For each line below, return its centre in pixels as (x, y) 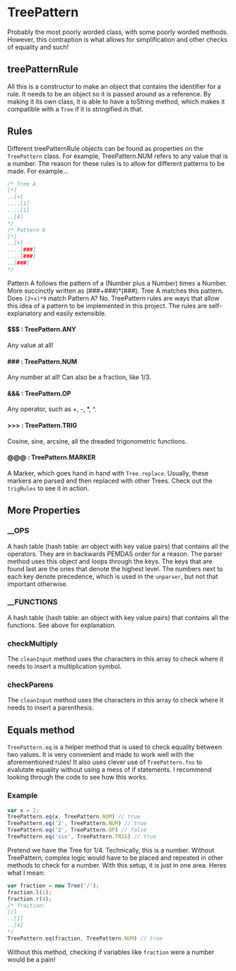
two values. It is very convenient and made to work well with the (101, 755)
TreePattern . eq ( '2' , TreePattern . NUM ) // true (77, 824)
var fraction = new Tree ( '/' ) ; (53, 886)
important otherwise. (38, 584)
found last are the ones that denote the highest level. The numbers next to (115, 568)
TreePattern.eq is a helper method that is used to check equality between (115, 747)
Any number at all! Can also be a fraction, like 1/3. (79, 377)
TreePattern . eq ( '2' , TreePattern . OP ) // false (77, 830)
